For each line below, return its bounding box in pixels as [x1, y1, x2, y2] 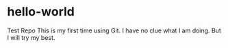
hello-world [7, 4, 75, 20]
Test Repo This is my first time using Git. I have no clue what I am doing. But [7, 26, 221, 34]
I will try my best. [7, 33, 55, 41]
